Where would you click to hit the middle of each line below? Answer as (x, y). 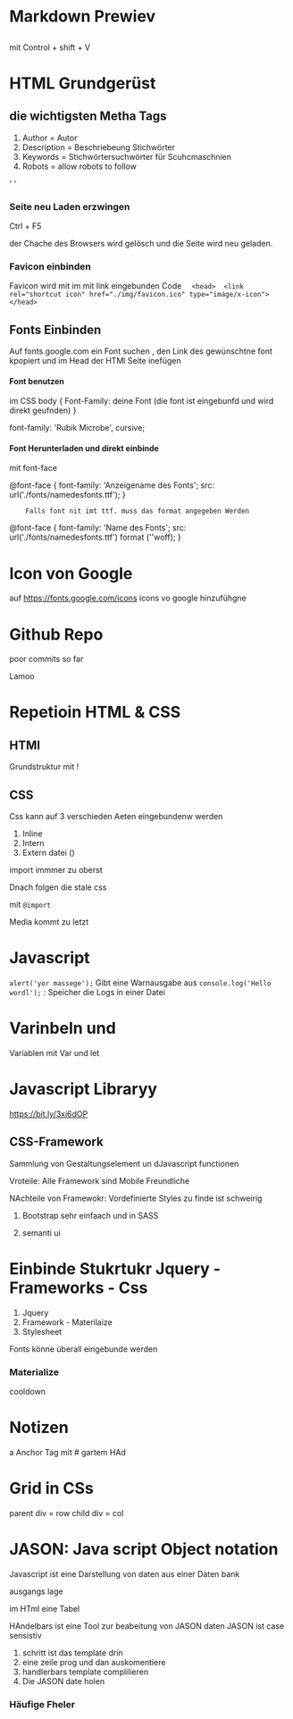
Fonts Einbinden (55, 329)
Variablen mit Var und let (54, 1052)
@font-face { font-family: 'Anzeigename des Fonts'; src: (112, 485)
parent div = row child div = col (67, 1513)
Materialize (34, 1371)
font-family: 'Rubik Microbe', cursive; (77, 428)
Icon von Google (71, 573)
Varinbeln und (63, 1028)
